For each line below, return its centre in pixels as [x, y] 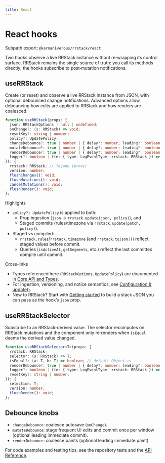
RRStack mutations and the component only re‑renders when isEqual [76, 333]
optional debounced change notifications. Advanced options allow [73, 101]
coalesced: [17, 111]
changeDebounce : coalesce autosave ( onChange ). [60, 425]
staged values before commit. [50, 244]
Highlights [16, 203]
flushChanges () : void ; [33, 175]
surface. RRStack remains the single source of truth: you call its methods [79, 63]
